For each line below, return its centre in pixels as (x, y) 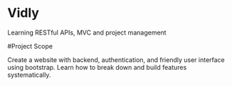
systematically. (29, 75)
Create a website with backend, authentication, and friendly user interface (116, 60)
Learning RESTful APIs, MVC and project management (87, 32)
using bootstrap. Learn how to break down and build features (97, 67)
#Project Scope (30, 46)
